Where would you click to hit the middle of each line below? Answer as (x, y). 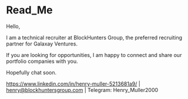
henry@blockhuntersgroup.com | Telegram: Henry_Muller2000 (82, 90)
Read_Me (29, 10)
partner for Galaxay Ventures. (42, 44)
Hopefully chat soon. (31, 72)
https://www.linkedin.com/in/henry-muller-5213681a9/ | (73, 84)
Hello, (13, 26)
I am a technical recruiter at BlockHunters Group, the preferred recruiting (94, 37)
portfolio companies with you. (42, 61)
